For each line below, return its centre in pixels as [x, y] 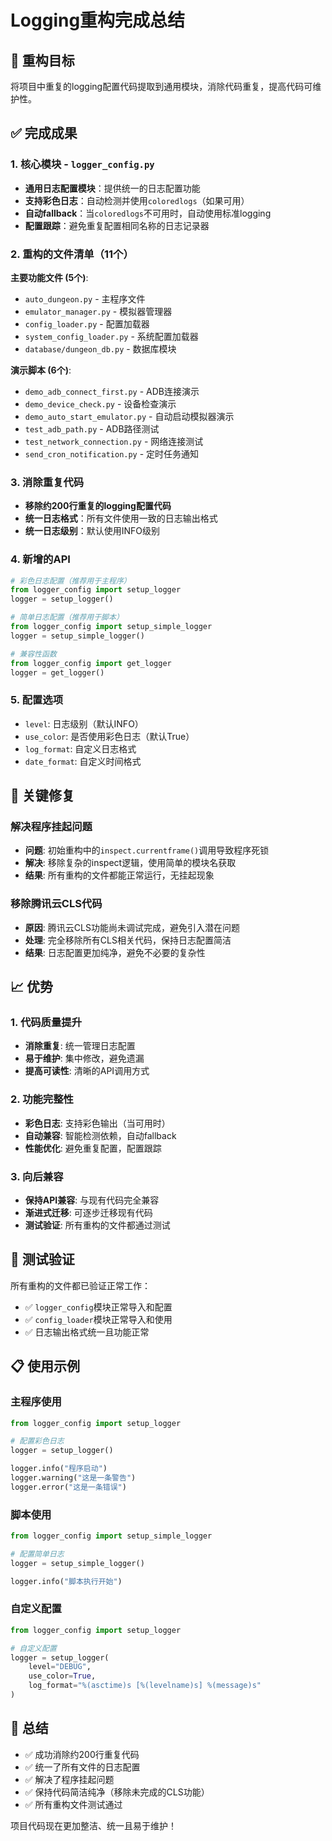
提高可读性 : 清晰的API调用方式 [87, 1071]
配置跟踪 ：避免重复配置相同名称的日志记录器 [117, 225]
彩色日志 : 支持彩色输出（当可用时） [97, 1123]
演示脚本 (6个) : [41, 370]
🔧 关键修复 [42, 796]
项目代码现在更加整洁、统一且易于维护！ [93, 1825]
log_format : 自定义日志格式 [80, 748]
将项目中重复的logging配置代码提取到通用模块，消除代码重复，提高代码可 [161, 86]
